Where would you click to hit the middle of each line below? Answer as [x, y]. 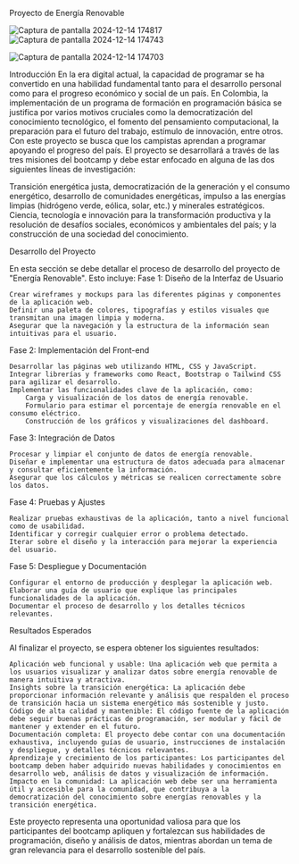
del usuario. [33, 549]
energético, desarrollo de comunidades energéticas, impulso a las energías [148, 196]
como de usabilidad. [48, 526]
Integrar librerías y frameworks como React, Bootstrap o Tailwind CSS [145, 374]
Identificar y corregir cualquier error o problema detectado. [129, 534]
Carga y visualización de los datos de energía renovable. [137, 398]
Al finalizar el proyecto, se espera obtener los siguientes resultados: [134, 648]
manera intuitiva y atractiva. [67, 680]
